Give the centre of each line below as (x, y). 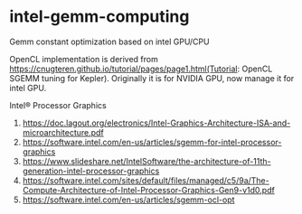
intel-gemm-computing (99, 17)
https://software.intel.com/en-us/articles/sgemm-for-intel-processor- (152, 142)
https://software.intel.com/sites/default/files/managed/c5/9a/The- (146, 180)
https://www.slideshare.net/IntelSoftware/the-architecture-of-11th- (146, 161)
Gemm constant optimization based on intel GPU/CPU (109, 42)
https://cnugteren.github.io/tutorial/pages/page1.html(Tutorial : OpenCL (141, 69)
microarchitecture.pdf (63, 132)
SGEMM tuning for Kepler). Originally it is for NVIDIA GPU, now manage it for (152, 78)
